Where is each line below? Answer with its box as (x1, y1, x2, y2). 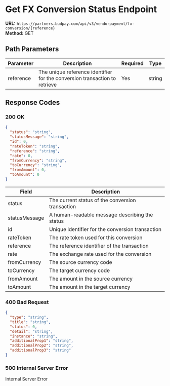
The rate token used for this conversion (49, 234, 143, 241)
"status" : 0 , (10, 324, 37, 329)
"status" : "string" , (10, 130, 53, 135)
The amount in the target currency (49, 283, 131, 290)
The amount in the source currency (49, 275, 133, 282)
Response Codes (5, 98, 60, 107)
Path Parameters (5, 45, 59, 54)
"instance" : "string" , (10, 333, 58, 339)
